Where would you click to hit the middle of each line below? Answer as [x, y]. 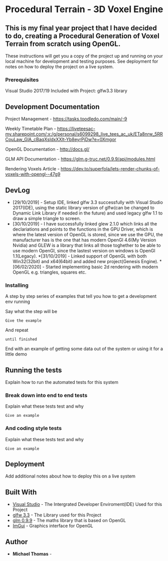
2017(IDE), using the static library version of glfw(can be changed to [83, 207]
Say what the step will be [31, 312]
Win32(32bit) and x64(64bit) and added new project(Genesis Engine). [86, 261]
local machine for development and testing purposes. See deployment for [82, 61]
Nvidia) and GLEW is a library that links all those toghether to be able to [87, 245]
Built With [21, 492]
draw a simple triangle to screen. [47, 218]
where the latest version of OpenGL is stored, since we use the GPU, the [88, 234]
